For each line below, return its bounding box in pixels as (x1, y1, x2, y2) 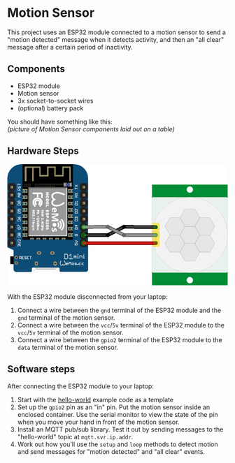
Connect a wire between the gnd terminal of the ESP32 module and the (17, 306, 222, 314)
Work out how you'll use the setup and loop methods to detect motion (17, 440, 218, 448)
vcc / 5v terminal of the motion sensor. (17, 328, 124, 337)
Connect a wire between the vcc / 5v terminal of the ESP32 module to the (17, 321, 225, 329)
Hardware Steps (7, 145, 79, 157)
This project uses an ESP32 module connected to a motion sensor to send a (7, 28, 226, 36)
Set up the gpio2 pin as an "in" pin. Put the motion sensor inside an (17, 403, 211, 411)
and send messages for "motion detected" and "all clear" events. (17, 447, 205, 455)
